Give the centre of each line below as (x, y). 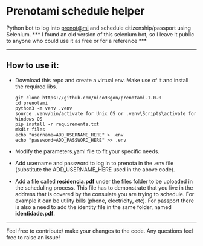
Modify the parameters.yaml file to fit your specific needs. (87, 151)
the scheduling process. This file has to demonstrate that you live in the (104, 188)
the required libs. (36, 87)
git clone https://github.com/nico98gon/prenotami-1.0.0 (88, 98)
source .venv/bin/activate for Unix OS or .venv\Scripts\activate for (106, 113)
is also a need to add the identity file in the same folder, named (93, 207)
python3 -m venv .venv (43, 108)
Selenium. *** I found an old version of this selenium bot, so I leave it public (100, 34)
